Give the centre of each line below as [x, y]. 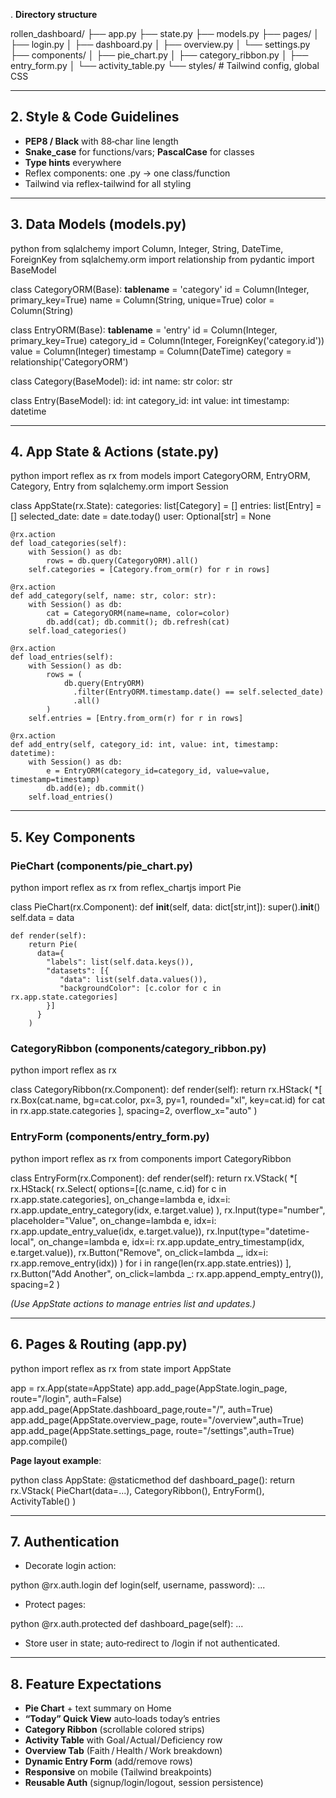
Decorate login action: [70, 1566]
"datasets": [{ [78, 971]
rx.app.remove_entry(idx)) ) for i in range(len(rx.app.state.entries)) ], [151, 1263]
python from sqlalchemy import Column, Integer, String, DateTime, [147, 248]
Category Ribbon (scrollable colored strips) [114, 1730]
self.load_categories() [78, 631]
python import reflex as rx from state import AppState [121, 1368]
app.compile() [39, 1441]
